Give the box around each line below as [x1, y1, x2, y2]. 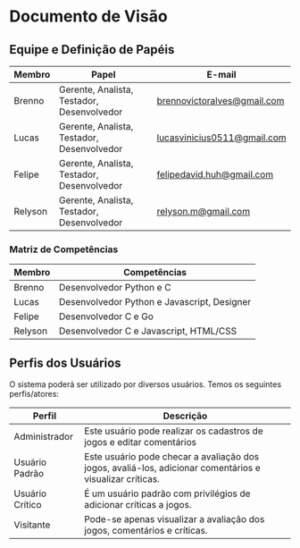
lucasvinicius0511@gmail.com [156, 131, 287, 144]
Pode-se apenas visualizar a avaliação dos [84, 513, 265, 526]
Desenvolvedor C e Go [59, 310, 154, 323]
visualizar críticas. [84, 473, 161, 485]
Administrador [13, 431, 74, 443]
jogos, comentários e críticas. [84, 525, 208, 537]
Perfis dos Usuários [9, 355, 122, 370]
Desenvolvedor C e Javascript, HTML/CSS [59, 325, 237, 337]
